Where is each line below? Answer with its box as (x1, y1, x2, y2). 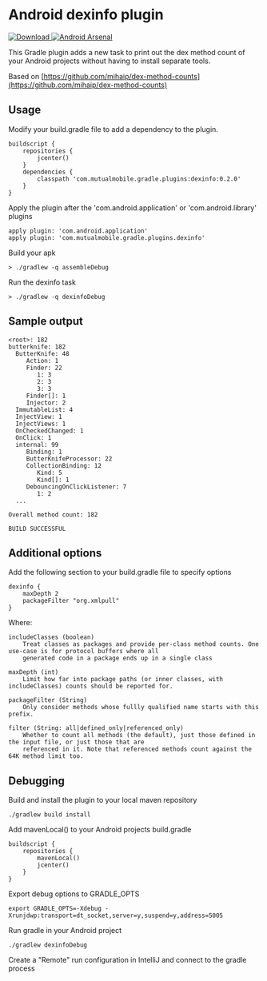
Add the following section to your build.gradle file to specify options (8, 568, 232, 577)
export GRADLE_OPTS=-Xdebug (8, 905, 102, 913)
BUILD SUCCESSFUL (8, 524, 66, 532)
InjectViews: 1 (15, 420, 66, 428)
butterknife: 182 (8, 342, 66, 351)
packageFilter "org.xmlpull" (22, 597, 120, 605)
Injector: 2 (26, 398, 66, 407)
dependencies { (22, 168, 74, 176)
